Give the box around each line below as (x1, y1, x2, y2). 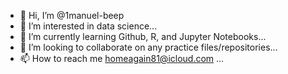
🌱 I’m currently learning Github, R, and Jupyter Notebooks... (19, 31, 267, 42)
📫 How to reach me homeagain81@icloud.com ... (19, 53, 225, 64)
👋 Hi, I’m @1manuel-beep (19, 10, 125, 21)
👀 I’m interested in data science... (19, 20, 158, 32)
